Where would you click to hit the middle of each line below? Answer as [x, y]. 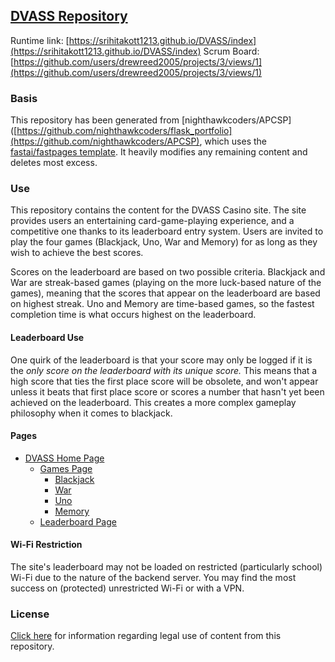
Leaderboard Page [78, 521]
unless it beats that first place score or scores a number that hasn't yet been [167, 391]
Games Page [66, 468]
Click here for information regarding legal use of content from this [146, 636]
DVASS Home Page [64, 458]
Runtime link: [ [40, 40]
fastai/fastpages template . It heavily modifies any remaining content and [159, 152]
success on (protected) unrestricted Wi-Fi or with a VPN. [127, 588]
